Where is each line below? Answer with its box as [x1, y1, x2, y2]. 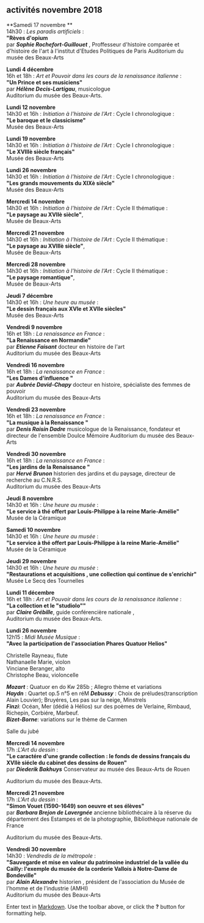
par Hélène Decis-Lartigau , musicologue [6, 85, 111, 93]
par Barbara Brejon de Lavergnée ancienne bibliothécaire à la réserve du [6, 808, 192, 816]
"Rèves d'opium [6, 34, 48, 42]
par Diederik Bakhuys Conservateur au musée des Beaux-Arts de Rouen [6, 765, 191, 773]
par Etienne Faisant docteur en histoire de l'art [6, 343, 125, 350]
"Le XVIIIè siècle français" [6, 148, 75, 155]
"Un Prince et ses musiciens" [6, 78, 83, 86]
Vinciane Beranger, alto [6, 664, 65, 672]
